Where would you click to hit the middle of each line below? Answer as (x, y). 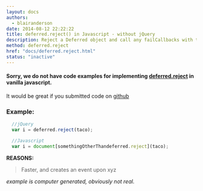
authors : (17, 18)
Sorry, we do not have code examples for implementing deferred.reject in (100, 76)
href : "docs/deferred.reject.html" (51, 51)
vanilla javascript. (29, 83)
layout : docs (23, 12)
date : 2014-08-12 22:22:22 (40, 29)
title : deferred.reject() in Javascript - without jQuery (81, 34)
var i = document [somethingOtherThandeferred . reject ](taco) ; (90, 146)
